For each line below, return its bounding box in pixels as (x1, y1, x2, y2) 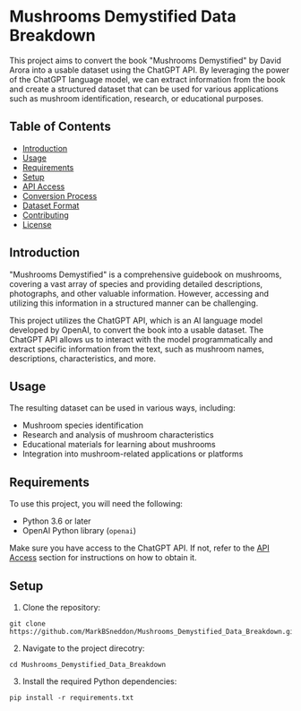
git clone (9, 620, 47, 629)
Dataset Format (21, 200, 80, 211)
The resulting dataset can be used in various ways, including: (9, 403, 236, 413)
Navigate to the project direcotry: (21, 643, 145, 654)
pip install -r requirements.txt (9, 693, 134, 702)
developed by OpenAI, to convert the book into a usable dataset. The (9, 325, 264, 335)
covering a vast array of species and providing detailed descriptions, (9, 278, 263, 289)
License (21, 219, 52, 230)
